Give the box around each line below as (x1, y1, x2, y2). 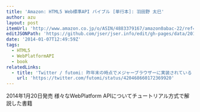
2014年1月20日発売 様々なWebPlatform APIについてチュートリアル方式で (6, 92, 185, 99)
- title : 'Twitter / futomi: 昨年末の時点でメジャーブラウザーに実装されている (11, 70, 192, 76)
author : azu (6, 14, 36, 20)
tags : (6, 42, 20, 48)
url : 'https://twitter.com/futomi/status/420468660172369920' (17, 75, 174, 81)
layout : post (6, 20, 39, 26)
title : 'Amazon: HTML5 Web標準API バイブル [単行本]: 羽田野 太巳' (6, 8, 165, 15)
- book (11, 58, 28, 64)
